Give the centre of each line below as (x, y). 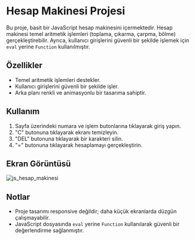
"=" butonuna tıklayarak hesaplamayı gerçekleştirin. (78, 145)
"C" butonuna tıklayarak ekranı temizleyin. (66, 132)
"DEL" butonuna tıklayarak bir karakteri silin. (69, 138)
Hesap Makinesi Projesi (66, 11)
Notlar (18, 197)
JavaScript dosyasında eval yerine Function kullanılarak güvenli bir (97, 224)
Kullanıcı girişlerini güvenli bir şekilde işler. (67, 86)
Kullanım (23, 112)
